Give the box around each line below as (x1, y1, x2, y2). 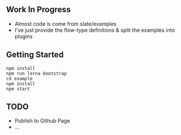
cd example (6, 76, 33, 82)
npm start (6, 86, 31, 92)
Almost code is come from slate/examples (14, 20, 117, 27)
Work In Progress (6, 5, 71, 15)
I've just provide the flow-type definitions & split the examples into (14, 26, 175, 33)
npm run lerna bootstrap (6, 70, 67, 76)
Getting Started (6, 50, 64, 60)
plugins (14, 32, 33, 40)
